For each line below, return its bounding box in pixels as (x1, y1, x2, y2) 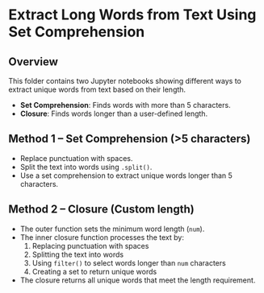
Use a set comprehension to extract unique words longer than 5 (19, 171, 233, 180)
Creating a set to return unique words (31, 266, 157, 276)
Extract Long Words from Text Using (8, 6, 257, 24)
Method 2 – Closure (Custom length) (8, 203, 195, 217)
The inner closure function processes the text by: (19, 232, 184, 242)
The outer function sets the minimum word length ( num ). (19, 224, 205, 233)
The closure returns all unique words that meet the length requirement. (19, 275, 256, 285)
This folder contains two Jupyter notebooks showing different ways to (8, 76, 242, 85)
